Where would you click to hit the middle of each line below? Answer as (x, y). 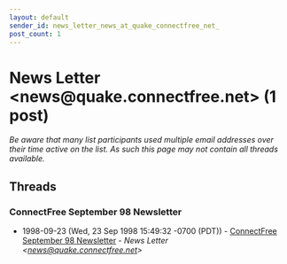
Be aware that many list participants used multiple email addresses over (142, 140)
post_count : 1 (35, 34)
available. (27, 159)
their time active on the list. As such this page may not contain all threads (144, 149)
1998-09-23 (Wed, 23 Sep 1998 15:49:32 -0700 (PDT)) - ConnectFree (149, 231)
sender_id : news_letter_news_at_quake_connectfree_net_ (114, 26)
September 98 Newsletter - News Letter (95, 241)
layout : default (39, 17)
